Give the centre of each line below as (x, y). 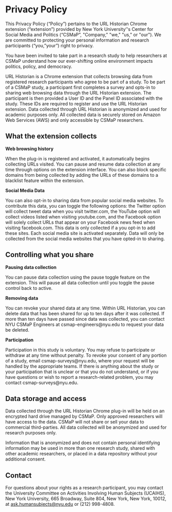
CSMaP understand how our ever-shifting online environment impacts (79, 61)
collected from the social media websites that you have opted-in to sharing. (85, 239)
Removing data (22, 298)
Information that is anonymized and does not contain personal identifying (83, 443)
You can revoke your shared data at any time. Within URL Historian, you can (85, 308)
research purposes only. (31, 433)
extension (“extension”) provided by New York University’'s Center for (79, 29)
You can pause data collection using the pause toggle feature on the (78, 277)
